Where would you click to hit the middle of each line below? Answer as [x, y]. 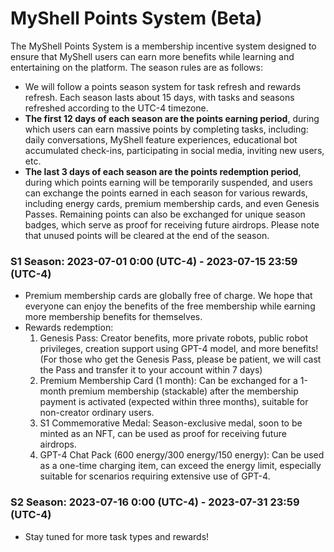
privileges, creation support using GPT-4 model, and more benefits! [179, 349]
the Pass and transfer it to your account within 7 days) [151, 370]
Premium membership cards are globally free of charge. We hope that [168, 296]
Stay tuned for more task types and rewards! [117, 536]
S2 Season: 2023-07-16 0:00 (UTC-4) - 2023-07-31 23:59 [155, 502]
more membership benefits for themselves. [113, 317]
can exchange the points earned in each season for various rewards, [166, 193]
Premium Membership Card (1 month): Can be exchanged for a [168, 381]
